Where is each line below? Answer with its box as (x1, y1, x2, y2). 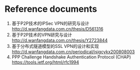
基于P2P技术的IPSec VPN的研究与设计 (11, 20, 89, 26)
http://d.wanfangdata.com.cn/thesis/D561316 (11, 26, 104, 32)
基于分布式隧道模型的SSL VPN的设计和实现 (11, 43, 99, 49)
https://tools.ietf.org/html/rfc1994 (11, 59, 80, 65)
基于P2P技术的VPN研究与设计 (11, 32, 72, 37)
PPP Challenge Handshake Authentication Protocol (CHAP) (11, 54, 131, 60)
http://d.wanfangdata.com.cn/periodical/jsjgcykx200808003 (11, 48, 135, 55)
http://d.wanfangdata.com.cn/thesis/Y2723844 (11, 37, 108, 43)
